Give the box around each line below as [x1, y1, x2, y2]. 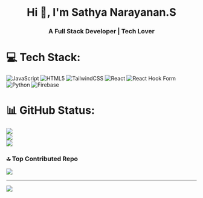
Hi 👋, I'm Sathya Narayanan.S [27, 5, 176, 19]
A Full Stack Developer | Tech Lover [48, 27, 155, 36]
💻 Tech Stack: [6, 51, 81, 64]
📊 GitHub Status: [6, 104, 95, 117]
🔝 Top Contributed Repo [6, 154, 79, 163]
